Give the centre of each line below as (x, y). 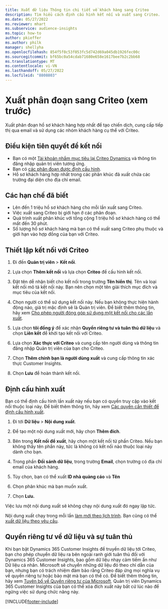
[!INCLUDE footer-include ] (32, 601)
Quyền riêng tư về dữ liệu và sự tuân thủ (69, 537)
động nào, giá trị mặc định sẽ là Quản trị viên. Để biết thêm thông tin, (84, 308)
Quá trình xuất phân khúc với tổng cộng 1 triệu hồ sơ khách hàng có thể (86, 218)
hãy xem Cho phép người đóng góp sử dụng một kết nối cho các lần (82, 313)
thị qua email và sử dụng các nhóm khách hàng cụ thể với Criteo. (72, 130)
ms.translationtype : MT (30, 61)
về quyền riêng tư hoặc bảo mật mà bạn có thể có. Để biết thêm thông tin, (81, 576)
